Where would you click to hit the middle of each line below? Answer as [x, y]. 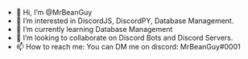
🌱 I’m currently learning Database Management [94, 29]
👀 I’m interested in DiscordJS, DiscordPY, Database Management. [125, 21]
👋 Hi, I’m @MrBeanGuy [54, 12]
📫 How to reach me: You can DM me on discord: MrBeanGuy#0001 [128, 47]
